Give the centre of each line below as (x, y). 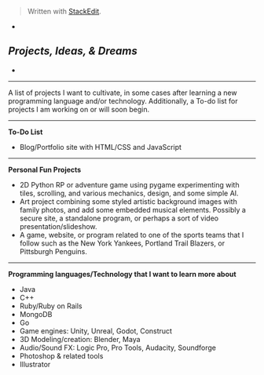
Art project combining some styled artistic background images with (128, 201)
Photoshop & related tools (61, 355)
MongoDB (36, 314)
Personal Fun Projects (45, 169)
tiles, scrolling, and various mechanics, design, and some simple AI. (129, 193)
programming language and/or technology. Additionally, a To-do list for (123, 100)
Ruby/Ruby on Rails (51, 306)
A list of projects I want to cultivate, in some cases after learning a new (123, 93)
